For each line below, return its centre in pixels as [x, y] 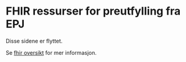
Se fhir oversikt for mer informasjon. [51, 52]
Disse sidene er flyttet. [34, 41]
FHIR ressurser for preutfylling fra [93, 11]
